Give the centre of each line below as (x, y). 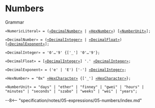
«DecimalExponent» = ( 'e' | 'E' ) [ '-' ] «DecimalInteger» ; (66, 70)
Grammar (15, 22)
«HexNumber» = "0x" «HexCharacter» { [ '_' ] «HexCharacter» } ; (68, 78)
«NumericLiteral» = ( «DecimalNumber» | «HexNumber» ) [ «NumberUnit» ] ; (78, 31)
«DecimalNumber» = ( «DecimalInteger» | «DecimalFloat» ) (63, 40)
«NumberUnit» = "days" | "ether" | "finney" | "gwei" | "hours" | (75, 87)
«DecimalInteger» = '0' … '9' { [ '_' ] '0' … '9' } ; (52, 53)
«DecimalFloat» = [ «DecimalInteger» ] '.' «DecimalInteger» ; (68, 61)
